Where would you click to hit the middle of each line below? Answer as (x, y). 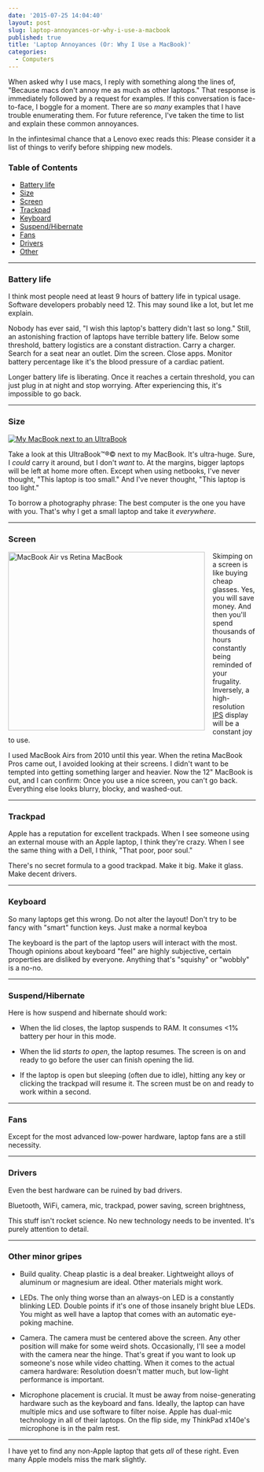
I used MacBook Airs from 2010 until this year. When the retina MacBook (125, 756)
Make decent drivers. (42, 874)
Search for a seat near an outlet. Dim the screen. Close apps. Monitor (121, 353)
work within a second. (55, 1092)
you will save (233, 598)
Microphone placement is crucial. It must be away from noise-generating (137, 1395)
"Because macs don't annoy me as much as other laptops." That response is (132, 90)
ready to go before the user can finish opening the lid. (107, 1060)
